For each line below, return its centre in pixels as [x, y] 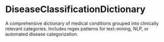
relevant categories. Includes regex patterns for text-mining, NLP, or [77, 28]
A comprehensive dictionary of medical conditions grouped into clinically [82, 23]
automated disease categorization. [42, 34]
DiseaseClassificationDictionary [75, 9]
